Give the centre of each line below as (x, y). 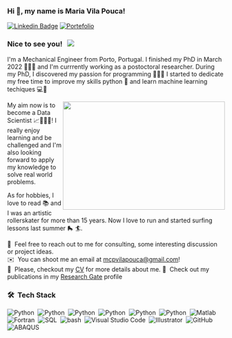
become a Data (29, 112)
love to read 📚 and (35, 203)
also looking (25, 152)
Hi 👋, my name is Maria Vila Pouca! (66, 11)
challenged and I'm (35, 145)
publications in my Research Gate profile (65, 276)
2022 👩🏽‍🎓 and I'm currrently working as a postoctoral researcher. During (111, 66)
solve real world (30, 174)
